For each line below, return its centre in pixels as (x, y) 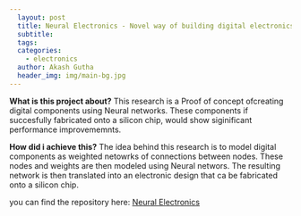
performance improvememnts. (65, 129)
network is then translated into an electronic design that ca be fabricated (143, 175)
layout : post (42, 17)
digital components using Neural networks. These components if (129, 110)
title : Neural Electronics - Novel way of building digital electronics (156, 26)
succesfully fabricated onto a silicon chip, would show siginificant (131, 120)
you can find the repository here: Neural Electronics (104, 202)
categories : (40, 51)
